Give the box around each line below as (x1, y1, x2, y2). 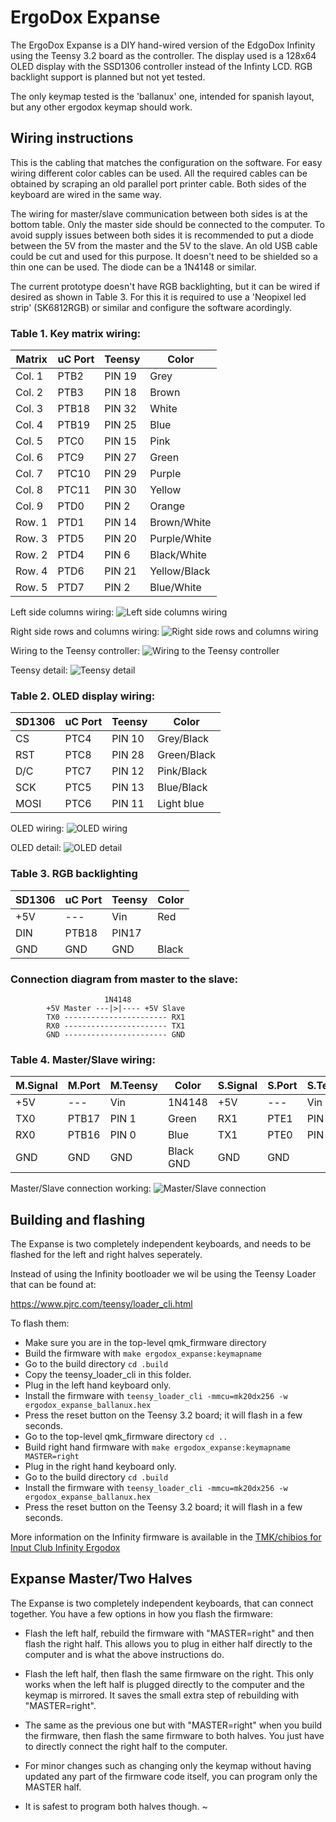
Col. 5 (15, 434, 44, 448)
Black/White (149, 548, 207, 562)
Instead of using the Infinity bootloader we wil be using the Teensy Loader (10, 1268, 317, 1280)
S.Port (267, 1079, 298, 1093)
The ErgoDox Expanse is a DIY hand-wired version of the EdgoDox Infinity (10, 39, 316, 51)
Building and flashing (10, 1211, 146, 1228)
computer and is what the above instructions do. (24, 1648, 225, 1660)
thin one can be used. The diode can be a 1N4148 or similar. (10, 261, 257, 273)
